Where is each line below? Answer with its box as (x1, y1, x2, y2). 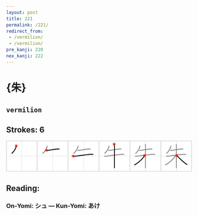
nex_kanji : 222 (6, 53, 44, 59)
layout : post (6, 9, 38, 15)
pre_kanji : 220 (6, 47, 44, 53)
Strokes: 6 (6, 124, 45, 135)
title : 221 (6, 15, 33, 22)
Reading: (6, 183, 40, 193)
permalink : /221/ (6, 22, 49, 28)
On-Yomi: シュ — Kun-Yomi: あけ (6, 202, 100, 210)
